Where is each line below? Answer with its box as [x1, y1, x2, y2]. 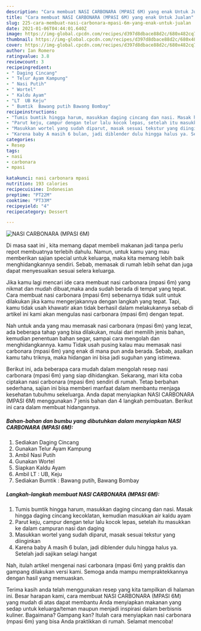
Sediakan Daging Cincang [14, 439, 79, 446]
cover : [6, 42, 23, 48]
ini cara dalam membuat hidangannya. [6, 404, 100, 411]
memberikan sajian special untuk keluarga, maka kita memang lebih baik [6, 255, 185, 262]
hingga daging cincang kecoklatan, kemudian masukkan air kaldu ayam [14, 512, 191, 519]
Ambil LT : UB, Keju [14, 471, 62, 478]
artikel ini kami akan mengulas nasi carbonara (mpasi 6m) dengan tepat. [6, 310, 184, 318]
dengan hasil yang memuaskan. [6, 575, 85, 582]
